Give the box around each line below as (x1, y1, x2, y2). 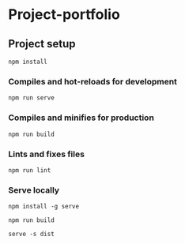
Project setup (8, 37, 77, 51)
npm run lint (8, 166, 51, 175)
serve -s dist (8, 231, 55, 238)
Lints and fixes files (8, 148, 85, 160)
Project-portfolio (8, 6, 120, 24)
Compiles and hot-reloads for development (8, 76, 178, 87)
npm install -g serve (8, 203, 80, 211)
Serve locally (8, 184, 60, 195)
